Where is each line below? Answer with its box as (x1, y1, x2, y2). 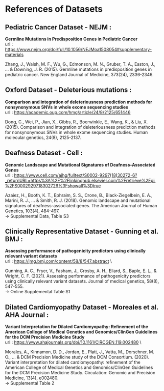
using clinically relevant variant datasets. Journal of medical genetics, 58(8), (5, 279, 159, 284)
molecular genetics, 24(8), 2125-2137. (5, 134, 81, 140)
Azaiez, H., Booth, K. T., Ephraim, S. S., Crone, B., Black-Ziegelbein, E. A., (5, 192, 153, 198)
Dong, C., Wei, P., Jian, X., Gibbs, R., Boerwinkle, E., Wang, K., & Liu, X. (5, 119, 148, 125)
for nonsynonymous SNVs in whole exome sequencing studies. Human (5, 129, 148, 135)
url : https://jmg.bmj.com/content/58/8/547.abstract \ (5, 258, 112, 264)
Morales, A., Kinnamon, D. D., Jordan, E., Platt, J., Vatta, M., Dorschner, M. (5, 349, 154, 355)
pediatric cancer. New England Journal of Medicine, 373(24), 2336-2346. (5, 72, 154, 77)
